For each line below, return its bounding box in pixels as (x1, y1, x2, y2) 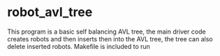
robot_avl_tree (7, 4, 93, 20)
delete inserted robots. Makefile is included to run (7, 42, 150, 50)
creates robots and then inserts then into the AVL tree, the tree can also (7, 34, 213, 43)
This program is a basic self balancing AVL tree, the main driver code (7, 27, 206, 36)
